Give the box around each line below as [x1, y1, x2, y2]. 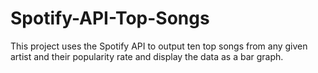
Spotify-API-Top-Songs [10, 7, 210, 30]
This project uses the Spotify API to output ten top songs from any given [10, 40, 308, 52]
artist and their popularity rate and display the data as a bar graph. [10, 50, 284, 62]
